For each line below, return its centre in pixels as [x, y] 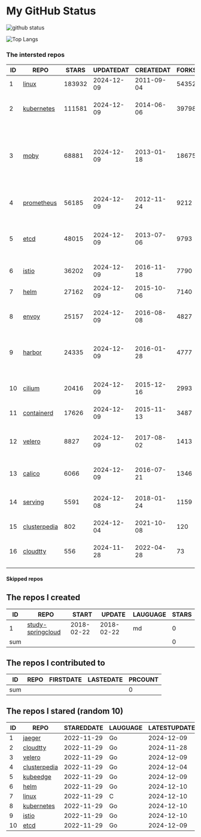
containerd [38, 413]
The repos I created [43, 597]
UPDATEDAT [111, 70]
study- [37, 625]
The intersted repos [36, 54]
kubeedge [37, 777]
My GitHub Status [51, 11]
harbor [32, 352]
